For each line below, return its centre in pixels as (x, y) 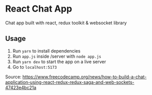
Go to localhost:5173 (34, 67)
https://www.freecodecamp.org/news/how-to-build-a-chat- (85, 77)
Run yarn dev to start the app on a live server (59, 62)
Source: (13, 77)
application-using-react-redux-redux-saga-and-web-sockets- (70, 82)
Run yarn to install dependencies (46, 51)
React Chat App (39, 9)
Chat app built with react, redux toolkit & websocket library (66, 23)
